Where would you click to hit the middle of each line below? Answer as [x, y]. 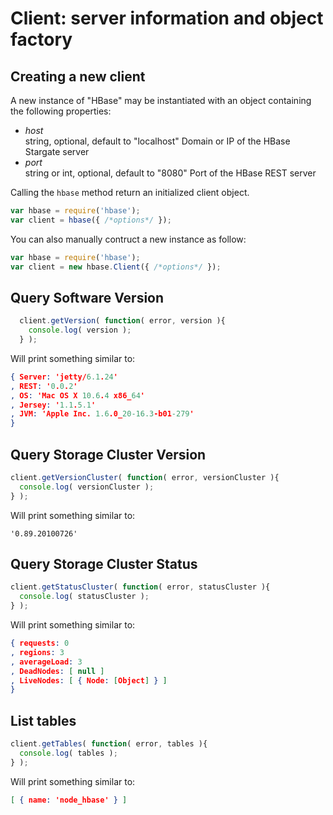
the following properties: [61, 111]
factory [41, 39]
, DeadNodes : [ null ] [57, 671]
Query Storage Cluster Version [108, 454]
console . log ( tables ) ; [68, 753]
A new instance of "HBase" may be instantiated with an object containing [161, 100]
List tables [43, 720]
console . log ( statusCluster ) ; [84, 597]
